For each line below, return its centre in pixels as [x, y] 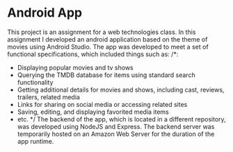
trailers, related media [48, 97]
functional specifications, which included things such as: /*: [93, 54]
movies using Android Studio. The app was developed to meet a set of [108, 47]
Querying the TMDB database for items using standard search [106, 75]
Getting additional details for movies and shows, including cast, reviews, [121, 90]
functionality [35, 82]
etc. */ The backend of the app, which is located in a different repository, [121, 119]
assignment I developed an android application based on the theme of [107, 39]
